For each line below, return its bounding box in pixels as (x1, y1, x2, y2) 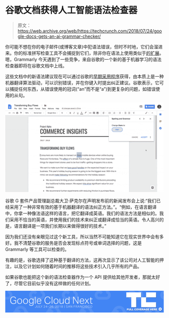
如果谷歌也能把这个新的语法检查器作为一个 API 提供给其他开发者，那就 (5, 274, 152, 280)
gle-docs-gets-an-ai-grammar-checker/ (17, 33, 101, 39)
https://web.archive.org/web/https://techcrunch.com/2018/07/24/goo (17, 28, 162, 34)
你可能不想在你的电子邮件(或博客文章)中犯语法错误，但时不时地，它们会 (5, 43, 154, 49)
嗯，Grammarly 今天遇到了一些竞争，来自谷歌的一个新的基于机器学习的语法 (5, 56, 162, 62)
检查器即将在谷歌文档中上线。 (5, 63, 67, 69)
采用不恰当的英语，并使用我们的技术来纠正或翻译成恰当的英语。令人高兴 (9, 217, 159, 223)
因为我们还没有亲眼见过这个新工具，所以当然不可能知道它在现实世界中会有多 (5, 234, 164, 240)
